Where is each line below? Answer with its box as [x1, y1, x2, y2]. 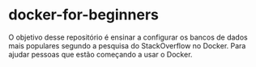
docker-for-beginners [8, 6, 160, 24]
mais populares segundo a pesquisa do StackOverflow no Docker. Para [8, 40, 246, 50]
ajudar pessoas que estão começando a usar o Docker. [8, 49, 193, 59]
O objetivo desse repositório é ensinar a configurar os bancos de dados [8, 32, 249, 42]
